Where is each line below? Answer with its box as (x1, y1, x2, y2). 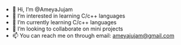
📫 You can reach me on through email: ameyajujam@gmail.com (12, 32, 175, 39)
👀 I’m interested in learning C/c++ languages (12, 12, 126, 19)
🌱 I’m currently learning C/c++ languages (12, 19, 117, 26)
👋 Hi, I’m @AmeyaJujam (12, 6, 73, 13)
